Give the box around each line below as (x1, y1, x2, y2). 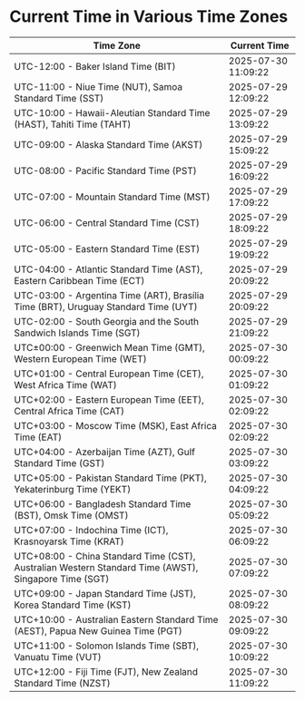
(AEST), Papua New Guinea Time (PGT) (14, 624, 183, 637)
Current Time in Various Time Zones (9, 6, 289, 27)
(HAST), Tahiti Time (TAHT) (14, 118, 132, 131)
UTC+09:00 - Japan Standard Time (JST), (14, 587, 197, 599)
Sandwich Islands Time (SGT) (14, 326, 141, 339)
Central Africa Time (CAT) (14, 404, 125, 417)
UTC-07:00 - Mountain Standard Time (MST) (14, 190, 211, 203)
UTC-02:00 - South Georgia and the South (14, 315, 200, 327)
